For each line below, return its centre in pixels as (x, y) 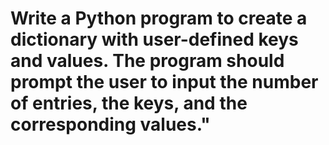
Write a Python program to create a (159, 18)
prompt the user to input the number (164, 82)
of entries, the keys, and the (129, 103)
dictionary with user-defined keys (154, 39)
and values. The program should (147, 61)
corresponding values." (110, 124)
